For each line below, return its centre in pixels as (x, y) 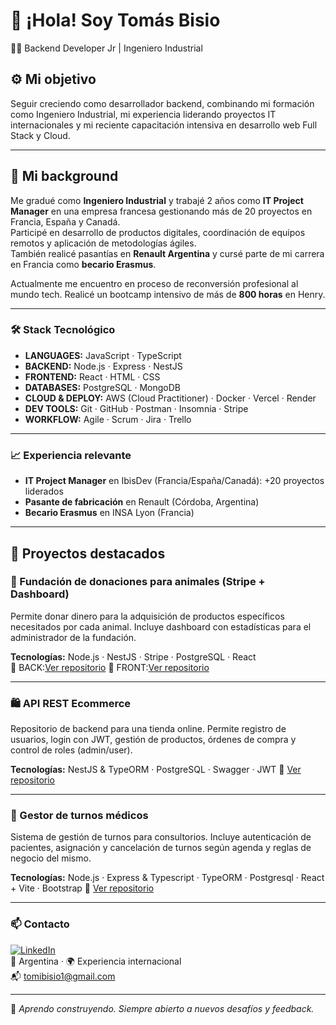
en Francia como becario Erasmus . (83, 264)
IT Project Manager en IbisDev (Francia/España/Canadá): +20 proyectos (174, 481)
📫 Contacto (40, 924)
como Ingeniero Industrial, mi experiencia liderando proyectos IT (143, 114)
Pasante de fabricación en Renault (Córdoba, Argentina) (142, 502)
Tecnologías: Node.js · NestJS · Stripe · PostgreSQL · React (133, 656)
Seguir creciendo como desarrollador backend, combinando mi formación (162, 103)
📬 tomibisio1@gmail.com (63, 976)
